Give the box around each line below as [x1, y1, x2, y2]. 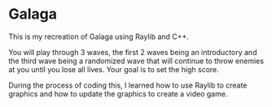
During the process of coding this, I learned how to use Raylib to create [8, 80, 248, 90]
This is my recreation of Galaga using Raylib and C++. [8, 32, 190, 41]
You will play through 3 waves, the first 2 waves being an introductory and [8, 47, 257, 57]
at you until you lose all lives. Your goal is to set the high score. [8, 64, 220, 74]
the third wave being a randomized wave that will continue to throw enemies [8, 56, 265, 66]
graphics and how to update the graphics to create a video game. [8, 88, 228, 98]
